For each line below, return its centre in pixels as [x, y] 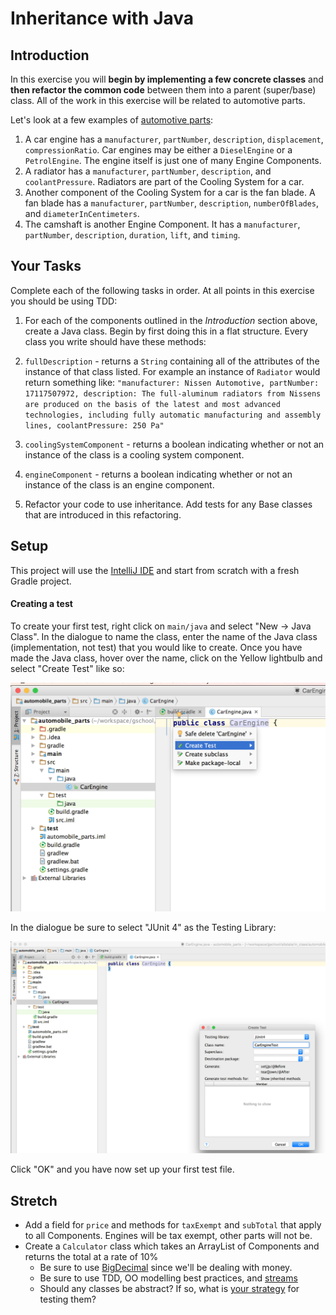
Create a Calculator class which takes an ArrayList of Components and [172, 1246]
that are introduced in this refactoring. [103, 514]
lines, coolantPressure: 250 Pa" [94, 425]
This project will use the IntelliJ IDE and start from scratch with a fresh [155, 570]
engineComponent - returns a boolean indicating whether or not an [158, 474]
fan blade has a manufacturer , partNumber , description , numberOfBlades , [172, 203]
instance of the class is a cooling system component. [134, 454]
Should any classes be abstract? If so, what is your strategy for [169, 1288]
